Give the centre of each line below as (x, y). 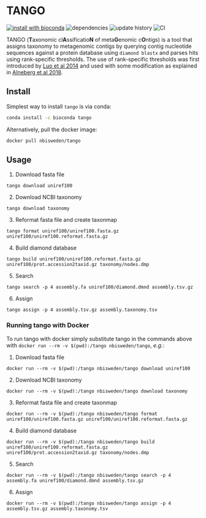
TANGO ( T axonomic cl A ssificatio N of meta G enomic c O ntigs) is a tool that (99, 39)
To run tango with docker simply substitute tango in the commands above (99, 339)
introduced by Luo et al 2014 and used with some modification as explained (102, 66)
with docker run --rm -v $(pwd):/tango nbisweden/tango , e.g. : (86, 345)
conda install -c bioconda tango (49, 117)
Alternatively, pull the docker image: (52, 129)
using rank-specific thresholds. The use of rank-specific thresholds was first (103, 59)
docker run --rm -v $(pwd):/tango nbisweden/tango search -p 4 (89, 475)
